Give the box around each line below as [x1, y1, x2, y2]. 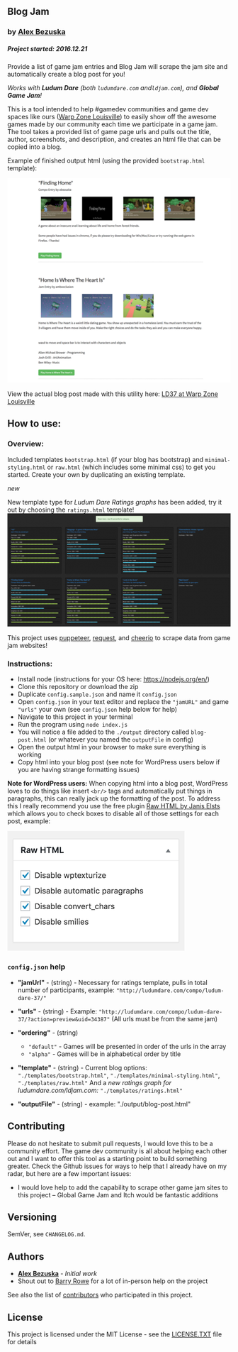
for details [7, 1337, 37, 1346]
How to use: [7, 418, 62, 430]
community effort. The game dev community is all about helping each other [7, 1146, 228, 1155]
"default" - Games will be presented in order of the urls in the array [28, 1042, 227, 1050]
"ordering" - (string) [17, 1028, 79, 1037]
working [17, 750, 42, 759]
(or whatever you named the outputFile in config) [48, 735, 193, 744]
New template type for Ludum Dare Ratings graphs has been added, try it [7, 498, 222, 506]
